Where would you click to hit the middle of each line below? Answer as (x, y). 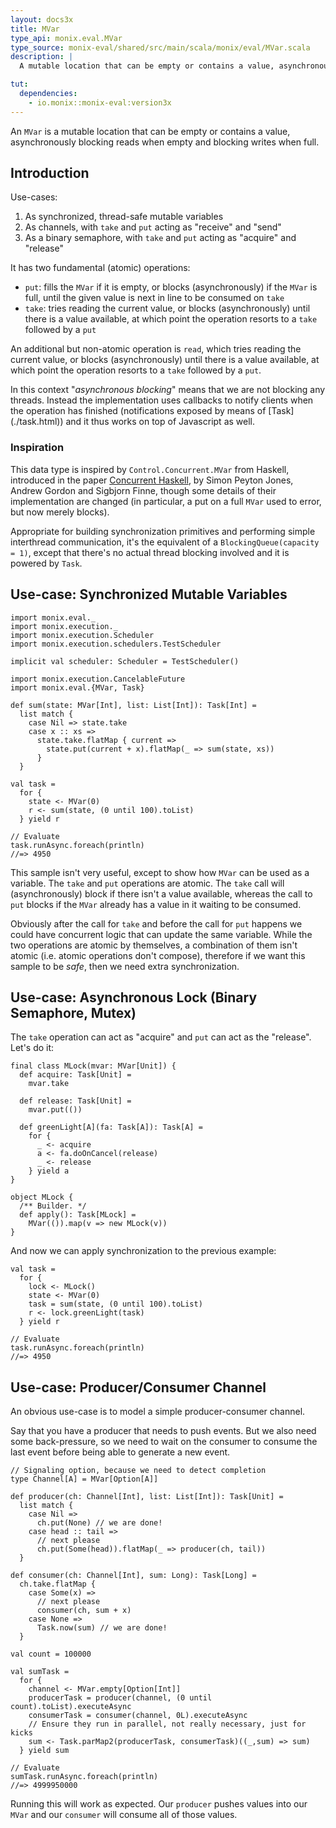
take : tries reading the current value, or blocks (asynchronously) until (167, 308)
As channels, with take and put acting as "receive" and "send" (153, 227)
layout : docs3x (42, 19)
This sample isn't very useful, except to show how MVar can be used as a (160, 872)
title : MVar (35, 29)
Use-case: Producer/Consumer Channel (138, 1387)
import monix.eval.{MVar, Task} (77, 687)
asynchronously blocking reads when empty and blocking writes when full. (165, 142)
